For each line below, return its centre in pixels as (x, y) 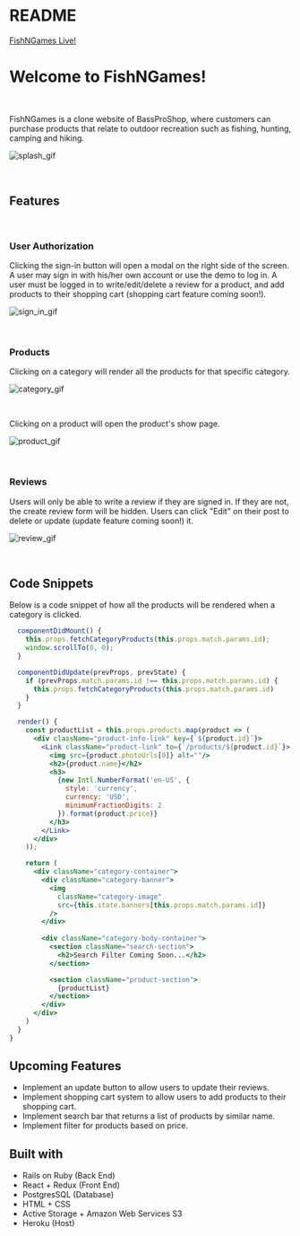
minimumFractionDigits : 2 (114, 806)
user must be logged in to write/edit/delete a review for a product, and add (147, 285)
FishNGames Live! (43, 40)
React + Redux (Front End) (71, 1185)
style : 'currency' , (102, 789)
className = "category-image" (110, 897)
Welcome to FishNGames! (108, 77)
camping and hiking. (47, 138)
